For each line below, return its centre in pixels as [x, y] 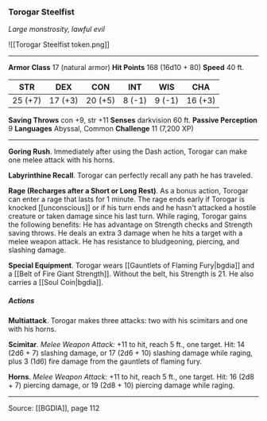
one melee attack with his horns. [62, 160]
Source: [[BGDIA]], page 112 [54, 408]
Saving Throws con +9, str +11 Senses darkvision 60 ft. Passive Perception [133, 120]
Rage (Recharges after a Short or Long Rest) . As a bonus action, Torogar [128, 191]
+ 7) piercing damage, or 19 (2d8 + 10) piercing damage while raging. [122, 385]
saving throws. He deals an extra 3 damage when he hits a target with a [126, 233]
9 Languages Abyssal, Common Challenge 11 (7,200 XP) [101, 129]
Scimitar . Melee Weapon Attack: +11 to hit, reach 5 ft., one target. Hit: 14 [126, 345]
